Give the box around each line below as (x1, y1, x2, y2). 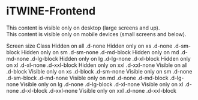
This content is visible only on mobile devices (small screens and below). (6, 30, 187, 37)
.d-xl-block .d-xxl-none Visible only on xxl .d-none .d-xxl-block (20, 87, 177, 94)
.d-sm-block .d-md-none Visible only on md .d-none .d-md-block (6, 74, 169, 81)
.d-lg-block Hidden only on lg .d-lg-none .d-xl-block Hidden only (30, 55, 191, 62)
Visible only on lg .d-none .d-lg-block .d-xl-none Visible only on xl (20, 80, 184, 88)
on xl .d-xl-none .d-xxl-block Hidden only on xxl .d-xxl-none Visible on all (6, 61, 188, 69)
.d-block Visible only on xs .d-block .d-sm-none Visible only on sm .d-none (6, 67, 193, 75)
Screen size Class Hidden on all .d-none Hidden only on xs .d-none (6, 42, 173, 49)
